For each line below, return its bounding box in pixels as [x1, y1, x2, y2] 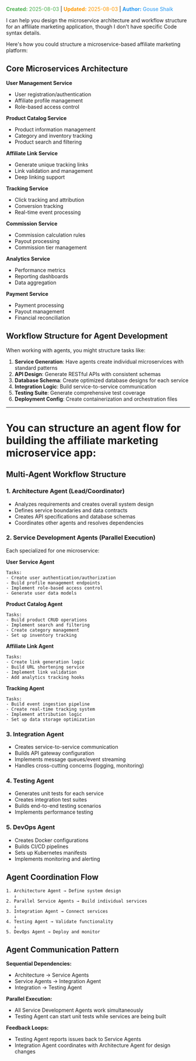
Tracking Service [6, 185, 48, 192]
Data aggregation [14, 279, 57, 286]
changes [14, 1048, 36, 1055]
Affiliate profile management [14, 97, 83, 104]
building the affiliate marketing [6, 434, 159, 447]
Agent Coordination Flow [6, 872, 99, 882]
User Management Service [6, 79, 73, 86]
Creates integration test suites [14, 796, 87, 803]
